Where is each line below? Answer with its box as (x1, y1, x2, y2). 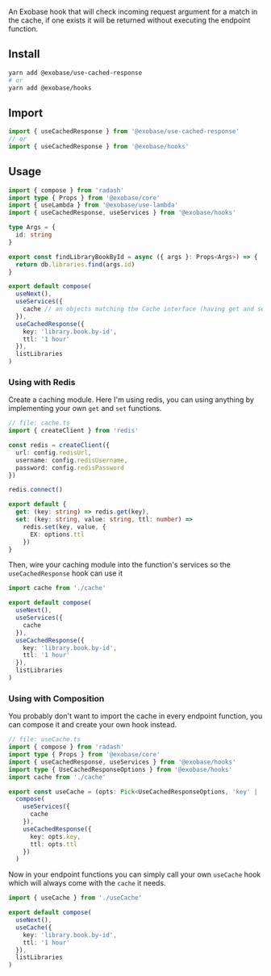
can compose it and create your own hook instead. (8, 720, 177, 730)
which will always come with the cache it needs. (8, 878, 167, 888)
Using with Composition (8, 693, 105, 704)
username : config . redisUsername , (15, 456, 128, 464)
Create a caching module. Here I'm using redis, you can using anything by (8, 395, 254, 404)
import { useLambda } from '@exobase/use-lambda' (8, 201, 179, 209)
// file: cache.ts (8, 419, 70, 427)
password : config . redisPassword (15, 463, 125, 471)
